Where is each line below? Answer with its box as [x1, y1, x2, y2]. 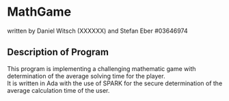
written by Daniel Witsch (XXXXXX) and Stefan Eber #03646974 [7, 27, 188, 35]
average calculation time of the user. [7, 86, 110, 94]
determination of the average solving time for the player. [7, 72, 165, 80]
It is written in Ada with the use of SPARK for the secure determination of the [7, 79, 223, 87]
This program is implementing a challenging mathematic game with [7, 64, 196, 72]
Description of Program [7, 46, 109, 58]
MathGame [7, 4, 72, 20]
